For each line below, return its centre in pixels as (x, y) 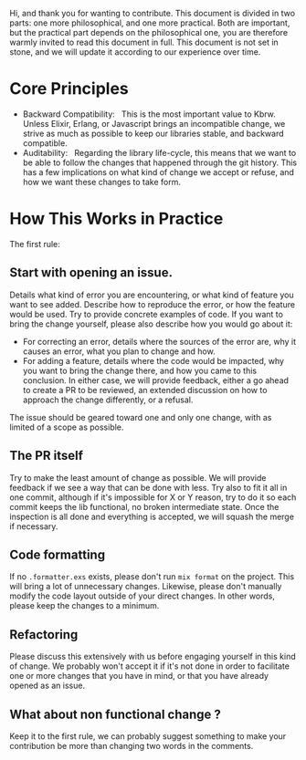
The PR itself (47, 456)
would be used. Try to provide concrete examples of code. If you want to (146, 314)
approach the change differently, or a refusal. (108, 400)
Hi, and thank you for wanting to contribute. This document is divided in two (152, 13)
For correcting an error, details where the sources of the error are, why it (159, 341)
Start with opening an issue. (91, 273)
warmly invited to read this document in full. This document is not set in (144, 42)
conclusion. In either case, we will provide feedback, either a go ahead (156, 380)
